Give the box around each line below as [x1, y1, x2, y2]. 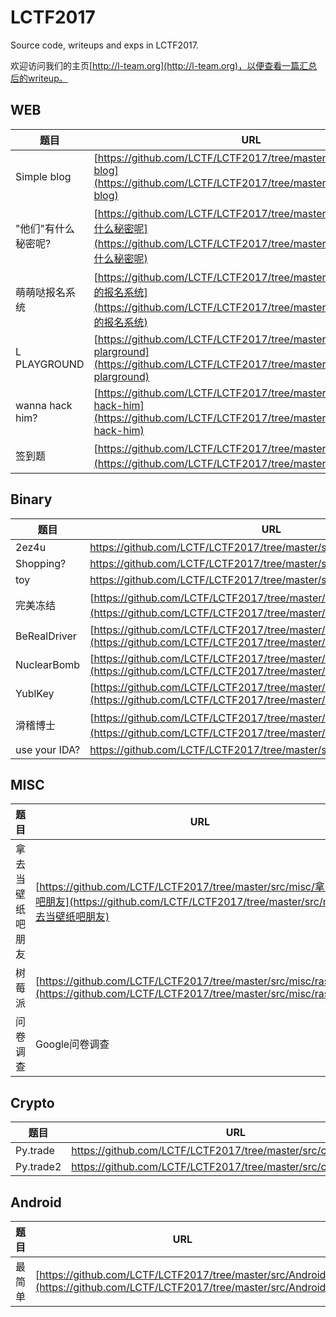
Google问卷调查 [35, 1037, 110, 1051]
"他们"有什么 [15, 221, 75, 235]
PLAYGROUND [15, 357, 85, 371]
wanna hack [15, 398, 73, 412]
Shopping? [15, 556, 67, 570]
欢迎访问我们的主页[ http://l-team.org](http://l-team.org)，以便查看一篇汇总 [10, 59, 318, 71]
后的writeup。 [10, 72, 68, 84]
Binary [10, 491, 53, 508]
